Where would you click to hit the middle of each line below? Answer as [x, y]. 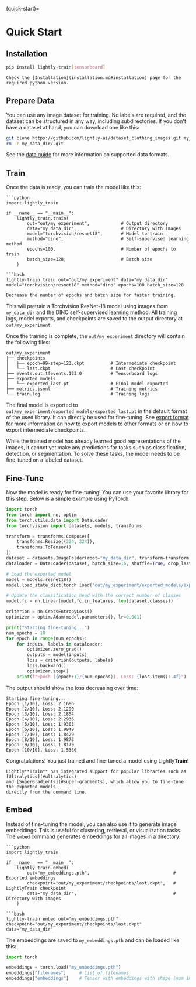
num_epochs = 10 [26, 633]
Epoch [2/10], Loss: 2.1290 [40, 709]
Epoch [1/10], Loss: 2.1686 [40, 703]
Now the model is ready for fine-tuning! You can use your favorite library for [97, 493]
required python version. [37, 83]
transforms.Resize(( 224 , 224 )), [56, 542]
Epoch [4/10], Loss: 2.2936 [40, 719]
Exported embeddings [31, 878]
